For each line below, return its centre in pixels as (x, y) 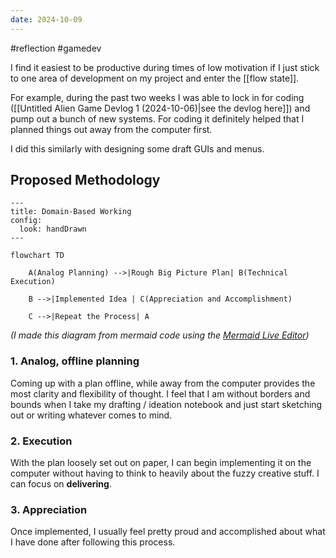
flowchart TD (37, 256)
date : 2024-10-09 (46, 19)
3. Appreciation (49, 509)
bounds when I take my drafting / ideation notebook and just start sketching (166, 404)
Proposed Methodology (85, 180)
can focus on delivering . (61, 484)
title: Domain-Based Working (71, 212)
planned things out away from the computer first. (111, 129)
